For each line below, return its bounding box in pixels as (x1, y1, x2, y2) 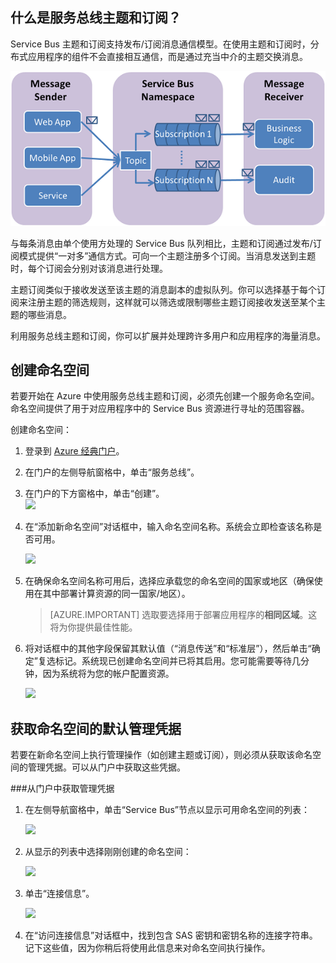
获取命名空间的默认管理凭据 (10, 720, 182, 737)
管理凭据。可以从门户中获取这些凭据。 (27, 761, 186, 773)
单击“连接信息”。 (24, 888, 95, 900)
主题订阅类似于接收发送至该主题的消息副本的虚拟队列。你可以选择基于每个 (10, 283, 317, 295)
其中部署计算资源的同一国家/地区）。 (42, 588, 191, 600)
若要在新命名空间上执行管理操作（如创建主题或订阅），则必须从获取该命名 (10, 749, 313, 761)
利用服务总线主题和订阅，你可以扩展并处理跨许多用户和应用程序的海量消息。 (10, 329, 326, 342)
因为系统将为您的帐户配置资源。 (42, 668, 175, 680)
